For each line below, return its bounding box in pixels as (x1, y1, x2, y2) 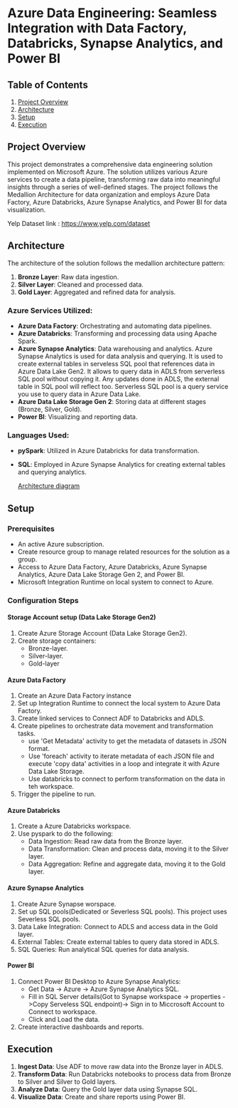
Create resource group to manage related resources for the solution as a (17, 547, 230, 556)
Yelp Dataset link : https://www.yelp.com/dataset (7, 219, 151, 227)
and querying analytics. (17, 468, 87, 477)
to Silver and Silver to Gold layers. (17, 1077, 117, 1086)
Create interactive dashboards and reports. (17, 1022, 144, 1031)
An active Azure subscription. (17, 539, 104, 548)
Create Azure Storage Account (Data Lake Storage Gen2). (17, 629, 188, 638)
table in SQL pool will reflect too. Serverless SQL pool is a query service (17, 382, 229, 390)
